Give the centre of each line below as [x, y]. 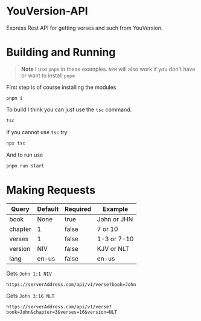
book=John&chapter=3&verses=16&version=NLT [62, 313]
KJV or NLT [113, 249]
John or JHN [115, 219]
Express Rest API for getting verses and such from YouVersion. [85, 28]
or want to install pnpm [48, 75]
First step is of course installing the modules [61, 87]
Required [78, 209]
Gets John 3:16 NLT [30, 296]
